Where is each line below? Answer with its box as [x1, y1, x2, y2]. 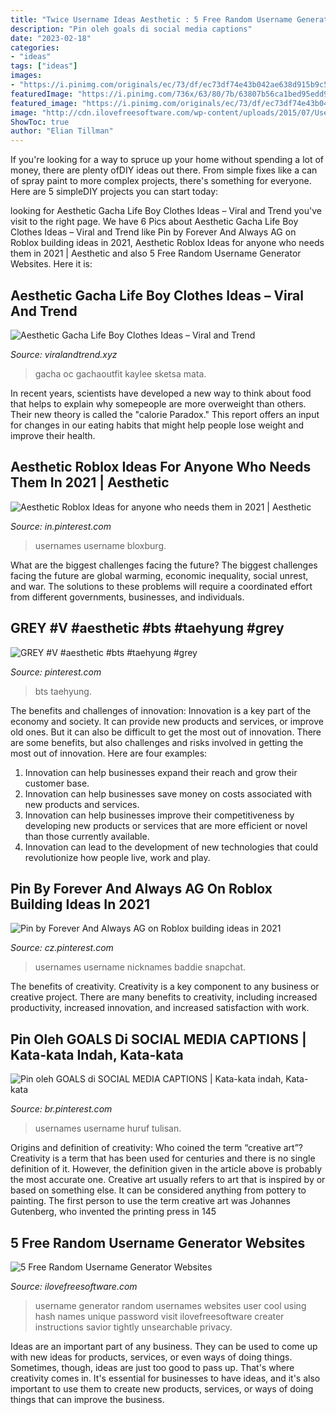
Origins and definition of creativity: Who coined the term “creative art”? [10, 1142, 304, 1154]
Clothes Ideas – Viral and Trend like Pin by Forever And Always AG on [10, 226, 297, 238]
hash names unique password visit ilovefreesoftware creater [34, 1311, 285, 1322]
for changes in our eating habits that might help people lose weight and [10, 419, 305, 431]
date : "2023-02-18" [10, 33, 92, 43]
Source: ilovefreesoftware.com [10, 1281, 138, 1292]
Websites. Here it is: [10, 258, 93, 270]
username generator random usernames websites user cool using [34, 1300, 307, 1311]
